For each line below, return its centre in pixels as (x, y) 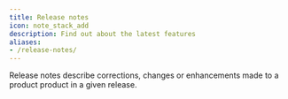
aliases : (25, 42)
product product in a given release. (73, 85)
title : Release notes (49, 17)
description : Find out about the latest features (103, 34)
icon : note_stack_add (49, 26)
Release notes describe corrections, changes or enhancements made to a (144, 75)
